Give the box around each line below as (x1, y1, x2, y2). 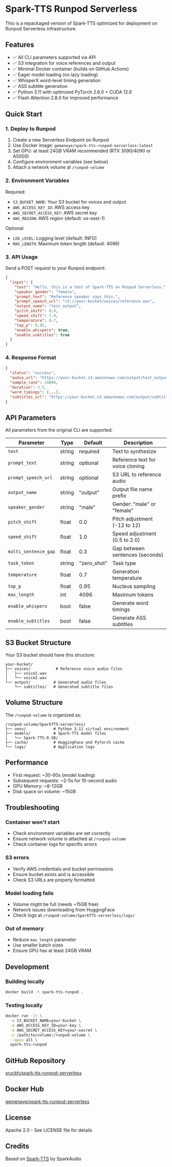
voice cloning (112, 463, 145, 470)
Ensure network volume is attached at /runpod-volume (12, 836, 126, 842)
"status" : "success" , (10, 371, 56, 376)
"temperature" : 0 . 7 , (14, 318, 58, 323)
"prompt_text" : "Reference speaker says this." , (14, 294, 120, 299)
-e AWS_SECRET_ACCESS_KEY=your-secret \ (10, 1028, 97, 1033)
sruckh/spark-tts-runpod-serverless (5, 1070, 82, 1076)
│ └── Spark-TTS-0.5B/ (5, 735, 58, 740)
